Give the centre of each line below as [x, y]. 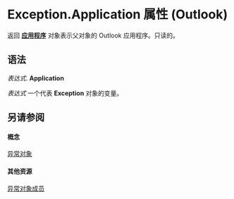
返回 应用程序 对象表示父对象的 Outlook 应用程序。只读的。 [93, 35]
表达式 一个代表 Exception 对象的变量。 [65, 93]
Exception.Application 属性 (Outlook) [117, 14]
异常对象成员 [26, 188]
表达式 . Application [36, 78]
